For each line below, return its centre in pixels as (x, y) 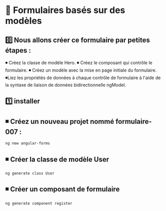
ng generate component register (39, 203)
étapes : (18, 50)
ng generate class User (30, 173)
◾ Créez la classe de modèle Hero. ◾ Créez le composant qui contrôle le (79, 63)
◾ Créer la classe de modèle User (57, 159)
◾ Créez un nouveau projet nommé (60, 122)
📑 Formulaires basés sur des (65, 10)
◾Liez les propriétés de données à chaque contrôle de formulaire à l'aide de (83, 78)
